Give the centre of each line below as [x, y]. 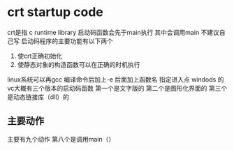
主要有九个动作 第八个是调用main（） [61, 139]
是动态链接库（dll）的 [38, 97]
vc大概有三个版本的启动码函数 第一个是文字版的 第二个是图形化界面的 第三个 [117, 88]
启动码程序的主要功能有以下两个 [67, 41]
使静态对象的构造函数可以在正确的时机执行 [79, 64]
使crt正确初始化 [40, 56]
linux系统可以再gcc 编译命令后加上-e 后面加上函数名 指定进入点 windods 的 [116, 79]
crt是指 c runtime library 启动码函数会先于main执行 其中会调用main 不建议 [114, 32]
